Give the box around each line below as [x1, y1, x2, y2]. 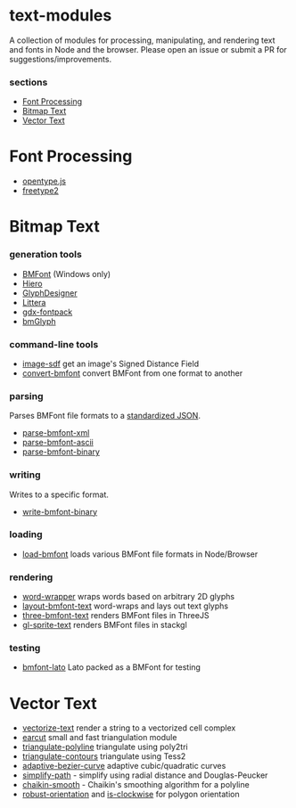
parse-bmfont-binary [21, 446, 101, 457]
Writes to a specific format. [9, 489, 110, 500]
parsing [9, 389, 44, 402]
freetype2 [21, 185, 60, 196]
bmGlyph [21, 315, 56, 326]
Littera [21, 297, 46, 307]
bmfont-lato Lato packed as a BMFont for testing [21, 662, 201, 673]
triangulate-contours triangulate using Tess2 [21, 751, 186, 762]
